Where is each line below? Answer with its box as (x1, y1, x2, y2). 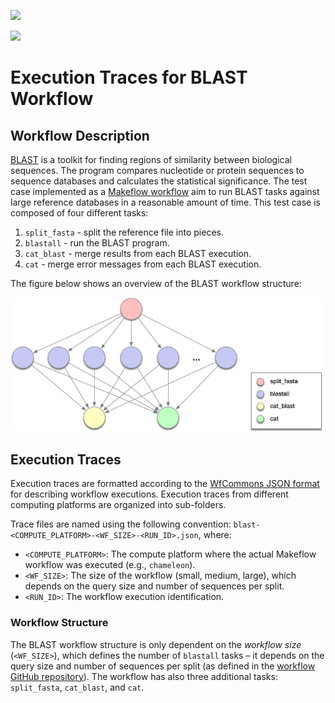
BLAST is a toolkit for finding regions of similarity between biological (10, 154, 292, 165)
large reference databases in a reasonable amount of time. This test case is (10, 196, 321, 208)
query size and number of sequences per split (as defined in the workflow (10, 660, 316, 672)
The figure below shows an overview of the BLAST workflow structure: (10, 278, 302, 289)
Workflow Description (10, 127, 150, 144)
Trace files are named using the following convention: (10, 518, 232, 530)
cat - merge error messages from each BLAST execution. (24, 258, 262, 270)
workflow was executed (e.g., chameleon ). (24, 559, 196, 571)
